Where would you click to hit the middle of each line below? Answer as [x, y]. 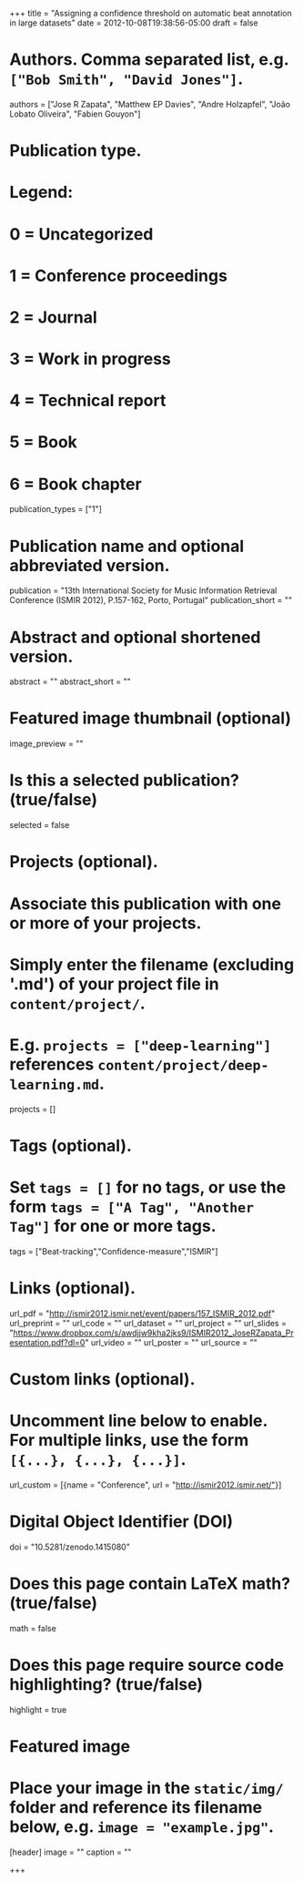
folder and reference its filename [136, 1807]
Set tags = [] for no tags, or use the [148, 1187]
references [52, 1064]
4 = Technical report [88, 401]
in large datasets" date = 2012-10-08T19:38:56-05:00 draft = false [134, 23]
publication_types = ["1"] [56, 509]
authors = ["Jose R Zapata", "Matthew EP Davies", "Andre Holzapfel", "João [150, 104]
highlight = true [38, 1709]
